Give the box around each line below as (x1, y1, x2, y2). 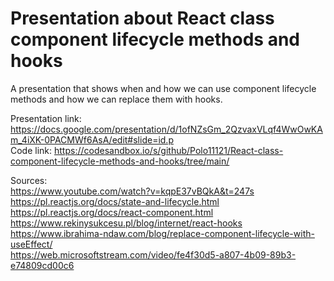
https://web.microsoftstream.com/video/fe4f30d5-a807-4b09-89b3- (10, 248, 297, 261)
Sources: (10, 174, 48, 186)
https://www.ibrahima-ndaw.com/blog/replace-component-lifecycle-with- (10, 227, 315, 239)
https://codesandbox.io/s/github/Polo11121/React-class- (54, 144, 284, 156)
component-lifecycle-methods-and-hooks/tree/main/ (10, 155, 230, 167)
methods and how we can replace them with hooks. (10, 93, 223, 105)
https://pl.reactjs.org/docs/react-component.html (10, 206, 214, 218)
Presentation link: (10, 112, 82, 124)
